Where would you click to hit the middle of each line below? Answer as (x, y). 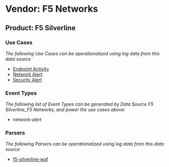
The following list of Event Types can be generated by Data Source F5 (79, 104)
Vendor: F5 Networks (52, 9)
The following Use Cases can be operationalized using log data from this (82, 53)
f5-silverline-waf (30, 159)
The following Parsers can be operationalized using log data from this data (85, 144)
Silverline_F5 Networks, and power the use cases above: (65, 110)
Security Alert (27, 79)
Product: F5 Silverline (40, 28)
